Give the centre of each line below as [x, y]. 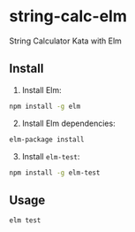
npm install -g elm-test [55, 173]
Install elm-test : [51, 156]
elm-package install [47, 139]
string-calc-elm [68, 16]
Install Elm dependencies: [69, 123]
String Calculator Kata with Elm [65, 41]
